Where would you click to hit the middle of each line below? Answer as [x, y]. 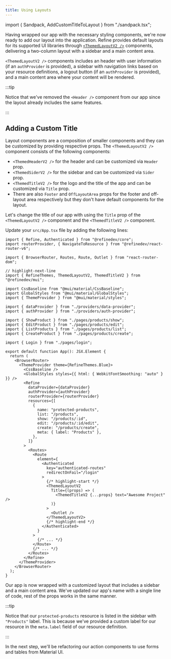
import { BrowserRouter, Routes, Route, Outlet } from [65, 258]
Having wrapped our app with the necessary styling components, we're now [86, 34]
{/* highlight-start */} [73, 482]
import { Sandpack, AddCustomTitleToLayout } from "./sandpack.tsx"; [78, 25]
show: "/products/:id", [63, 419]
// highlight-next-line [31, 271]
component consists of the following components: [58, 152]
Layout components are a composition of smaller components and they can [85, 141]
